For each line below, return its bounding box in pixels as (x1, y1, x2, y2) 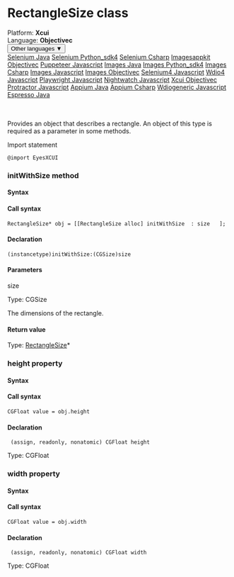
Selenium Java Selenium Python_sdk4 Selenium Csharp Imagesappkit (7, 52, 211, 61)
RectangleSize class (7, 5, 129, 21)
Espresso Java (7, 90, 50, 99)
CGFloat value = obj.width (7, 518, 87, 525)
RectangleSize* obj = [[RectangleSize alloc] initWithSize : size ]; (7, 220, 226, 228)
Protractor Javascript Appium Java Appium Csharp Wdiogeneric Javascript (7, 83, 227, 91)
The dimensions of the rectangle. (7, 309, 104, 318)
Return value (7, 325, 46, 334)
